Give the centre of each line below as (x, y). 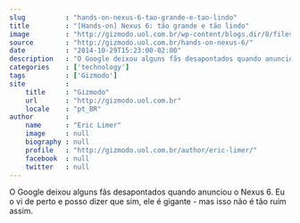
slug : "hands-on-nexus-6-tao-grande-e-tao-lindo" (124, 17)
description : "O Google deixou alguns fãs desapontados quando (135, 59)
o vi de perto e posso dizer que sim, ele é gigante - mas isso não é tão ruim (148, 202)
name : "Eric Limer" (74, 126)
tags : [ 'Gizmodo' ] (63, 76)
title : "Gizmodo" (67, 92)
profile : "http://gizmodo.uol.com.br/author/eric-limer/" (141, 150)
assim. (21, 211)
